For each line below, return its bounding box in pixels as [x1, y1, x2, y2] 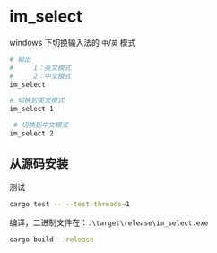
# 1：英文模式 [9, 63, 72, 73]
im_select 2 [9, 129, 54, 138]
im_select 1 [9, 105, 54, 114]
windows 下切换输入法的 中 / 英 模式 [9, 37, 136, 48]
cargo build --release [9, 235, 94, 244]
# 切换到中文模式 [13, 121, 69, 130]
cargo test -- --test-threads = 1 [9, 199, 130, 208]
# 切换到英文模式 [9, 96, 65, 105]
